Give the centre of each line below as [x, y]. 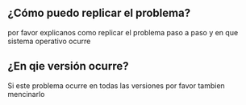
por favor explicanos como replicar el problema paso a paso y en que [123, 32]
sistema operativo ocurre [49, 41]
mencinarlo [26, 94]
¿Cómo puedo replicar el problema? [99, 13]
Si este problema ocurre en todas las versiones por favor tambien [116, 85]
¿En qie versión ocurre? [68, 66]
